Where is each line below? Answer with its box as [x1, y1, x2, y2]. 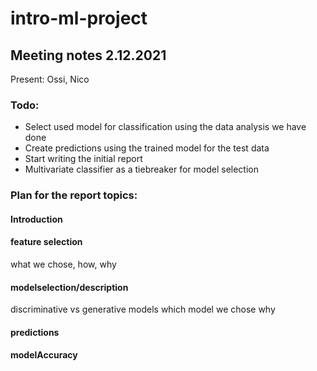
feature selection [10, 236, 83, 248]
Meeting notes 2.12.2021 [10, 47, 167, 64]
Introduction [10, 213, 63, 225]
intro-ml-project [10, 7, 148, 30]
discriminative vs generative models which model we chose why [10, 303, 276, 316]
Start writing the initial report [24, 153, 143, 165]
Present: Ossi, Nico [10, 73, 90, 85]
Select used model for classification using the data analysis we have [24, 121, 307, 133]
